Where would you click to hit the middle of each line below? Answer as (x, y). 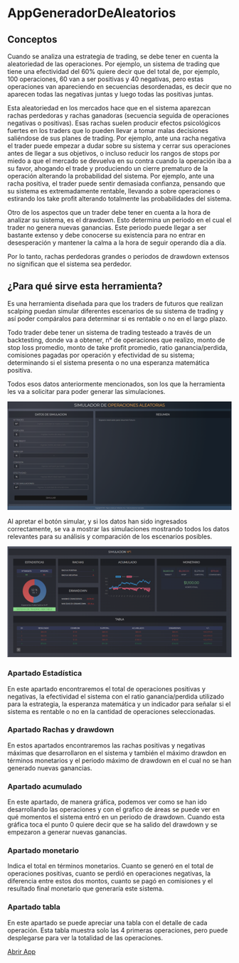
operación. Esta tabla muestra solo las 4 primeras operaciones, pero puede (118, 930)
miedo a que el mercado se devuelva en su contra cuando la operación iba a (119, 161)
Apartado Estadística (45, 674)
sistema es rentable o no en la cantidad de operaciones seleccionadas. (111, 711)
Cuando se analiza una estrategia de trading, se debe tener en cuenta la (113, 56)
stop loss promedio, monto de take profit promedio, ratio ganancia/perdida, (117, 347)
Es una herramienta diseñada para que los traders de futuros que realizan (115, 303)
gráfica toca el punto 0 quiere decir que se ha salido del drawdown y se (113, 825)
